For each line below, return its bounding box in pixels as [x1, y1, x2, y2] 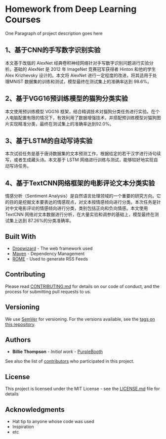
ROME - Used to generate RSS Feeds [12, 256, 88, 262]
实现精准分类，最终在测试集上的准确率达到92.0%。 [9, 121, 114, 127]
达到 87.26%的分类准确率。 [18, 218, 74, 223]
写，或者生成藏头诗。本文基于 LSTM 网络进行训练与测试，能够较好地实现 [5, 157, 154, 163]
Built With [5, 232, 36, 241]
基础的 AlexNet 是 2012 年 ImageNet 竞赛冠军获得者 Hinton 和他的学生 [13, 66, 157, 72]
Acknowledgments [5, 405, 65, 414]
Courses [5, 14, 41, 25]
